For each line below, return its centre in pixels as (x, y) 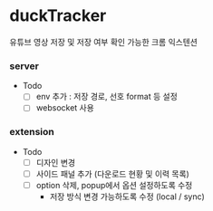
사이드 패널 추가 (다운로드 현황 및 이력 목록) (113, 174)
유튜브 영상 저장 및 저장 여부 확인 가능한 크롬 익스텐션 (103, 42)
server (24, 66)
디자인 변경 (55, 162)
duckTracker (58, 16)
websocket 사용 (65, 108)
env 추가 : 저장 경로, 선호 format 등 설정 (107, 97)
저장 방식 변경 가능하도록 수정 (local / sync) (127, 197)
